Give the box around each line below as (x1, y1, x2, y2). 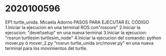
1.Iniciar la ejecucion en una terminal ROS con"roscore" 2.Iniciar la (5, 24, 141, 30)
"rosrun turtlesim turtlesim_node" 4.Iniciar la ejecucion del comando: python (5, 35, 162, 41)
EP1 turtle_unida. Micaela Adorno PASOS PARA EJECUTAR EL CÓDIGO (5, 19, 149, 25)
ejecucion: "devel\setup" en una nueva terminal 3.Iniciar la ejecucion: (5, 29, 147, 35)
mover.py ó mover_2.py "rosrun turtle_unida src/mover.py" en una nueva (5, 40, 154, 46)
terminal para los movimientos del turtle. (5, 45, 88, 51)
